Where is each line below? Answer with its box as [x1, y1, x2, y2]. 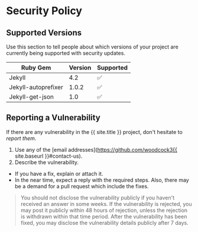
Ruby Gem [21, 64, 51, 71]
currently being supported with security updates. [6, 50, 126, 57]
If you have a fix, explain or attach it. [14, 170, 103, 177]
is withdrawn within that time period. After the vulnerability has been [20, 213, 187, 220]
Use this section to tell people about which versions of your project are [6, 43, 178, 50]
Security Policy [6, 4, 83, 18]
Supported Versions [6, 28, 82, 38]
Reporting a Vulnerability [6, 113, 100, 123]
